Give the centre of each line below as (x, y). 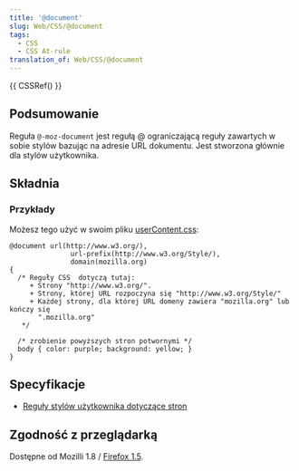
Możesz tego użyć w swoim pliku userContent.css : (104, 229)
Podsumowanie (54, 114)
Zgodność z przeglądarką (84, 434)
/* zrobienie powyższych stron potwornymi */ (105, 341)
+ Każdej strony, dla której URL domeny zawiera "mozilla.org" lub (159, 301)
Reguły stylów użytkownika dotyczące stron (105, 406)
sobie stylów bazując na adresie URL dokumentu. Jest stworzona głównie (147, 145)
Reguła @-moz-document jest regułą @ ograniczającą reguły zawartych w (143, 136)
